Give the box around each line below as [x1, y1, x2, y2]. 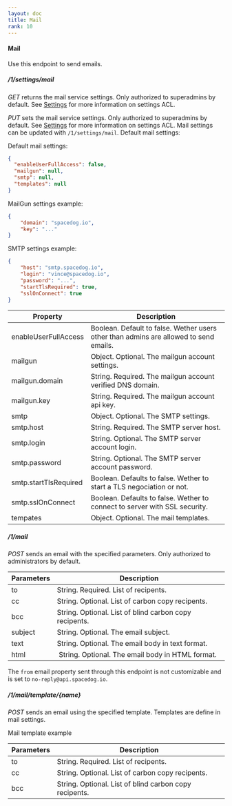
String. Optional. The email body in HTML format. [59, 650, 218, 660]
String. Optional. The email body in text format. [56, 639, 208, 649]
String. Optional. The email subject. [56, 627, 171, 637]
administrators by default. [8, 557, 81, 566]
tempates [11, 513, 42, 523]
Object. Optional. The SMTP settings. [90, 411, 211, 421]
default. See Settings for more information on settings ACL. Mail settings [8, 121, 213, 129]
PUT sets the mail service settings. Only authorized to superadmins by [8, 113, 208, 121]
